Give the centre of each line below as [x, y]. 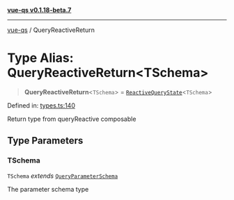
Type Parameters [45, 141]
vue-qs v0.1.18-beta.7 [39, 10]
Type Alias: [41, 58]
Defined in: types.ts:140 [41, 105]
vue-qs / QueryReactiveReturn [51, 30]
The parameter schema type [48, 189]
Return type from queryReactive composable [72, 119]
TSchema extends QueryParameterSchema [63, 176]
